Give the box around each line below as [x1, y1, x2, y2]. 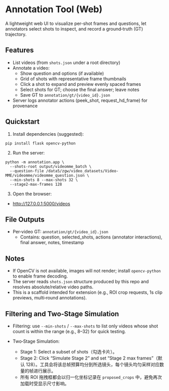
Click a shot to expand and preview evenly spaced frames [20, 81, 141, 87]
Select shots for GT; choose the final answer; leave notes [20, 86, 140, 93]
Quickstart [5, 117, 40, 126]
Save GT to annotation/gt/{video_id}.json [20, 92, 110, 98]
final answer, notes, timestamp [20, 239, 85, 246]
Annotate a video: [12, 65, 50, 71]
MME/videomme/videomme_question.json [5, 173, 85, 178]
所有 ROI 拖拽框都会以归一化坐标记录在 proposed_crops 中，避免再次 [20, 374, 162, 380]
